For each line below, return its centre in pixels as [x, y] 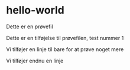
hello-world [35, 10]
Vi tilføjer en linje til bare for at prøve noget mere [65, 49]
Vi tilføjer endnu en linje [35, 61]
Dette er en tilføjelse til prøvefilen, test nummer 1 [65, 38]
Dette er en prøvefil [30, 26]
